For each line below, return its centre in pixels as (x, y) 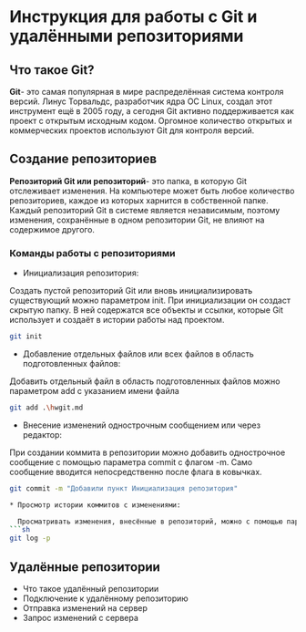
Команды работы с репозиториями (92, 253)
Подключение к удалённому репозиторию (105, 598)
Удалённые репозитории (85, 567)
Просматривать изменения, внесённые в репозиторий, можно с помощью (150, 522)
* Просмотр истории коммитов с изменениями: (95, 505)
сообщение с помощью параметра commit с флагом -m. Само (131, 461)
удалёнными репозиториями (127, 36)
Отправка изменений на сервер (85, 608)
